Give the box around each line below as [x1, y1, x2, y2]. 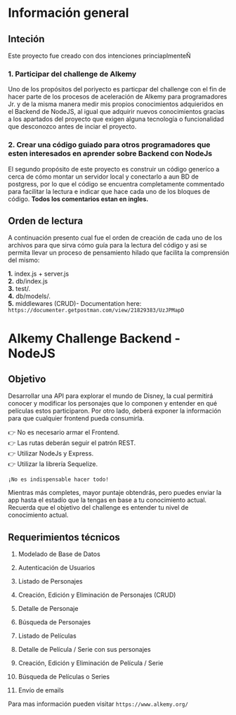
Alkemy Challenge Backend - [8, 330, 181, 346]
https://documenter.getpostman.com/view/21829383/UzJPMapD [8, 307, 185, 314]
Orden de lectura [8, 214, 84, 226]
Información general [8, 5, 129, 21]
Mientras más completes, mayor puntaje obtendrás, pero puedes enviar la [8, 489, 222, 497]
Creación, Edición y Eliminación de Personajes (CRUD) [18, 591, 176, 599]
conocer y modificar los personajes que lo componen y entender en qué [8, 399, 217, 408]
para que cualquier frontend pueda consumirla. [8, 414, 145, 423]
